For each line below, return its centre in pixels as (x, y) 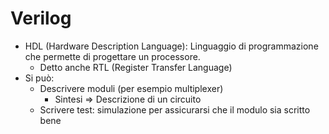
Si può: (39, 78)
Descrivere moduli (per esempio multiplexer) (131, 88)
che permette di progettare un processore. (112, 56)
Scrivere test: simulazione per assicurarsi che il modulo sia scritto (175, 109)
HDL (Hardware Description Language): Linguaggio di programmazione (171, 46)
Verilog (41, 18)
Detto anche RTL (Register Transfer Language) (136, 67)
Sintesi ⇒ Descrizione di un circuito (128, 99)
